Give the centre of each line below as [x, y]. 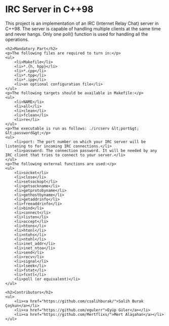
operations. [17, 39]
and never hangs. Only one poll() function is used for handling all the [77, 34]
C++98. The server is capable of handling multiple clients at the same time [83, 28]
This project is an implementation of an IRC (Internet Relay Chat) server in [82, 23]
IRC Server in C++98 [49, 9]
